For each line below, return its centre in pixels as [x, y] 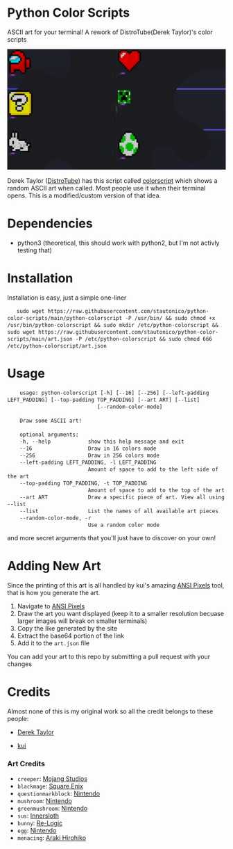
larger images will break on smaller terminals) [82, 621]
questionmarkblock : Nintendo [59, 793]
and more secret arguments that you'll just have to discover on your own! [112, 537]
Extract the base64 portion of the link [71, 636]
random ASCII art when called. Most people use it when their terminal [106, 188]
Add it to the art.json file [53, 643]
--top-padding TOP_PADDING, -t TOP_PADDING [84, 483]
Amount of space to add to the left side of [153, 469]
